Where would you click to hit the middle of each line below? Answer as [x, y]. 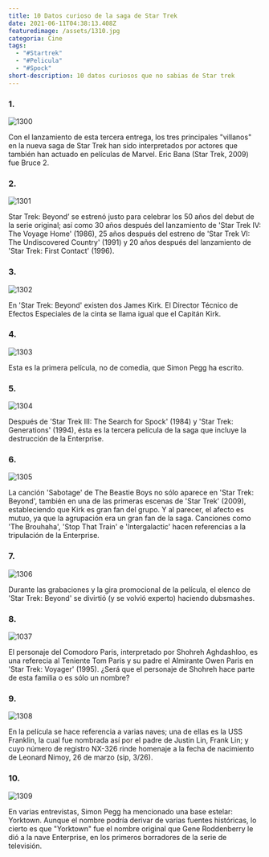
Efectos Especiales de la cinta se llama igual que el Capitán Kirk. [115, 313]
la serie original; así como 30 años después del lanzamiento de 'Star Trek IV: [135, 226]
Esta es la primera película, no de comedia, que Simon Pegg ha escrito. [126, 367]
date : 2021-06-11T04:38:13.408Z [62, 23]
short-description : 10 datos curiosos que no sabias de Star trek [122, 76]
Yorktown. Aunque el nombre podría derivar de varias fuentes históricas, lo [132, 820]
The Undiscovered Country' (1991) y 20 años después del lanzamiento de [130, 242]
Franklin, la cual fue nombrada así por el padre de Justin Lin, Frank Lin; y [128, 740]
